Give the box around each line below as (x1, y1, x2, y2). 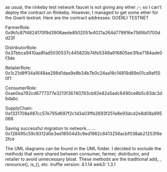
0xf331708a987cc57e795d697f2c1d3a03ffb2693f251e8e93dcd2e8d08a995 (5, 110, 163, 116)
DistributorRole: (5, 45, 37, 50)
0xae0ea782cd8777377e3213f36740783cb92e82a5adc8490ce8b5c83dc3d (5, 90, 163, 96)
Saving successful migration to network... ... (5, 125, 96, 131)
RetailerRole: (5, 65, 31, 71)
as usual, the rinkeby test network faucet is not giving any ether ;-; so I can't (5, 4, 162, 10)
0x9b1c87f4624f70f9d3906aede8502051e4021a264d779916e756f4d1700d (5, 30, 161, 35)
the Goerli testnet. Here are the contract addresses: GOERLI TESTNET (5, 15, 149, 20)
